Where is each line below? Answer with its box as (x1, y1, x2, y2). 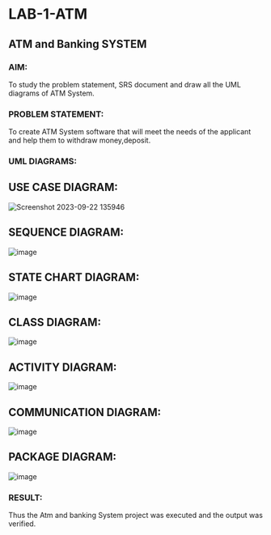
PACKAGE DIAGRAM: (8, 450, 117, 464)
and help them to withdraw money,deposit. (8, 135, 151, 146)
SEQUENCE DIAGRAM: (8, 226, 124, 240)
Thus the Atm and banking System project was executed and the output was (8, 511, 263, 520)
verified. (8, 519, 36, 529)
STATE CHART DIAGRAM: (8, 270, 140, 284)
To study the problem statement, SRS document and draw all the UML (8, 79, 241, 89)
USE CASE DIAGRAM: (8, 180, 119, 194)
